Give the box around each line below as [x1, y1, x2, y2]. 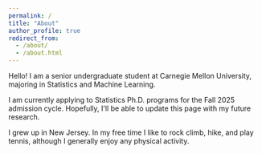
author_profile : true [8, 26, 81, 34]
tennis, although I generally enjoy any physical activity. [8, 136, 190, 145]
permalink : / [8, 11, 52, 20]
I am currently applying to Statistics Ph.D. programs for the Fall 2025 [8, 95, 235, 104]
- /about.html [15, 49, 63, 57]
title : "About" [8, 19, 59, 27]
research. [8, 112, 40, 121]
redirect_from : [8, 34, 59, 43]
